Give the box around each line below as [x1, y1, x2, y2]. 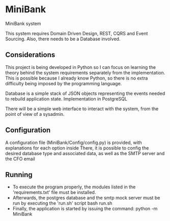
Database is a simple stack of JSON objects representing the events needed [5, 90, 165, 96]
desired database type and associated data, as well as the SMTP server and [5, 150, 165, 156]
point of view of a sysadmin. [5, 111, 65, 117]
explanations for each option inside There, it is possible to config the [5, 144, 149, 151]
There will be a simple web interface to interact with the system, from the [5, 106, 159, 112]
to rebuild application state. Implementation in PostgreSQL [5, 95, 127, 102]
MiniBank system [5, 20, 42, 27]
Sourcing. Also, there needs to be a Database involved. [5, 36, 121, 42]
